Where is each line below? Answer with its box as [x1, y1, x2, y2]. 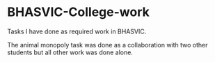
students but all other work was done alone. [7, 48, 134, 56]
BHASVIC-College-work [7, 4, 150, 20]
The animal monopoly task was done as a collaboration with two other [7, 40, 208, 49]
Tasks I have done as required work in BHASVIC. [7, 27, 147, 36]
